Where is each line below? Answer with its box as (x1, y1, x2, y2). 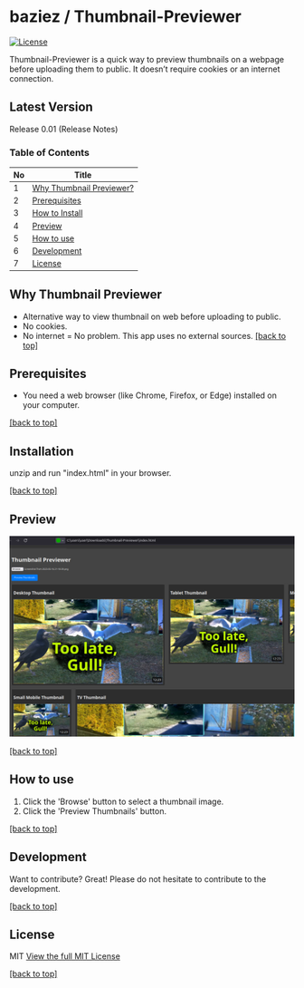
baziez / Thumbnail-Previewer (9, 6, 242, 27)
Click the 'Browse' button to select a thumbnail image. (22, 796, 224, 807)
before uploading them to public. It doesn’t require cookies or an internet (9, 63, 280, 74)
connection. (9, 73, 54, 83)
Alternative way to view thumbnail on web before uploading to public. (22, 311, 281, 322)
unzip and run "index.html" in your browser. (9, 468, 172, 479)
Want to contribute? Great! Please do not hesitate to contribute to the (9, 873, 267, 885)
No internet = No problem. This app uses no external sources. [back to (22, 330, 287, 341)
